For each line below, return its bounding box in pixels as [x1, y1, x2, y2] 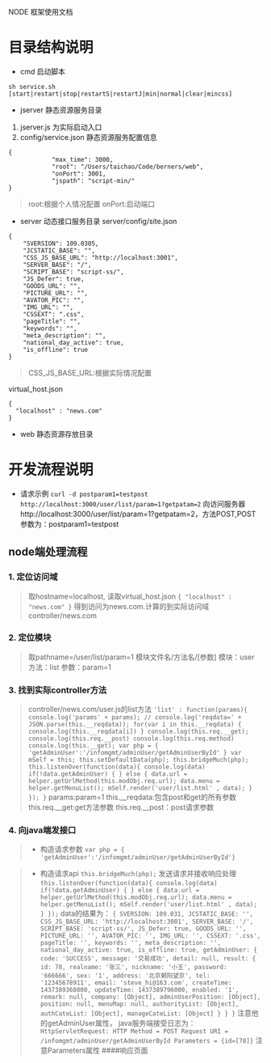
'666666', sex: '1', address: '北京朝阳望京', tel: [40, 972, 211, 980]
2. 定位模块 [8, 632, 52, 643]
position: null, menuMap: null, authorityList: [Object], [40, 1000, 240, 1009]
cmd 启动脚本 [19, 66, 66, 76]
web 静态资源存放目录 [19, 429, 94, 438]
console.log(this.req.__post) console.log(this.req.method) [27, 735, 235, 743]
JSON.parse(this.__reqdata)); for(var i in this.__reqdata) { [27, 721, 242, 729]
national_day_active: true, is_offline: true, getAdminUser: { [40, 946, 258, 955]
